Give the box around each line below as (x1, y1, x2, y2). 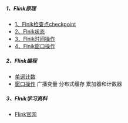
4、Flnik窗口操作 (14, 42, 56, 49)
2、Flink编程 (6, 57, 37, 64)
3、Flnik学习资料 (6, 95, 48, 102)
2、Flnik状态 (14, 28, 45, 35)
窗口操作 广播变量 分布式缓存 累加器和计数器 (14, 80, 122, 87)
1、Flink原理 (6, 5, 36, 12)
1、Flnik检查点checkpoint (14, 20, 76, 28)
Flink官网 (14, 111, 37, 118)
